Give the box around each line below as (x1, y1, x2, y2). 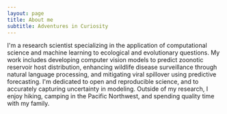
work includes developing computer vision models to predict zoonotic (7, 56, 204, 64)
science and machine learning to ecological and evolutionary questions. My (7, 48, 220, 57)
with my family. (7, 100, 50, 108)
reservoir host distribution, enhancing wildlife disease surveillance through (7, 63, 217, 72)
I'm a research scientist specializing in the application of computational (7, 42, 207, 50)
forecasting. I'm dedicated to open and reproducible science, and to (7, 78, 199, 86)
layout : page (7, 10, 44, 17)
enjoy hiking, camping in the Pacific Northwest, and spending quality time (7, 92, 215, 100)
